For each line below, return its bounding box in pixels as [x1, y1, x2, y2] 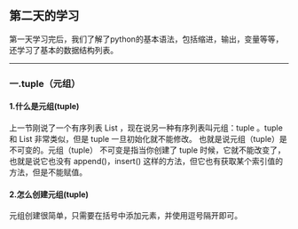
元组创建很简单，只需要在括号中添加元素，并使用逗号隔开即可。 [9, 210, 242, 221]
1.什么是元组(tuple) [9, 101, 80, 112]
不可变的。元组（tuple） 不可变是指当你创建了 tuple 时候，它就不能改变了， [9, 145, 286, 155]
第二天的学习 [9, 8, 80, 24]
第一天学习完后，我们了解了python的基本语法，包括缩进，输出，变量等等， [9, 34, 284, 44]
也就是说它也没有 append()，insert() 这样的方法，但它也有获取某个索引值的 [9, 155, 284, 166]
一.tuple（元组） [9, 77, 81, 90]
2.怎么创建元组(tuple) [9, 189, 89, 200]
